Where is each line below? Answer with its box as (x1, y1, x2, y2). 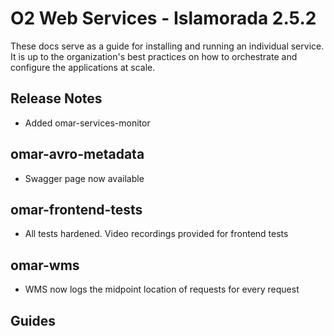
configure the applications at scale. (10, 61, 156, 73)
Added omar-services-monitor (24, 117, 151, 129)
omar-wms (10, 257, 80, 274)
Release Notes (10, 90, 103, 107)
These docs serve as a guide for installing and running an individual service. (10, 40, 325, 52)
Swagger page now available (24, 172, 145, 184)
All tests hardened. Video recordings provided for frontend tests (24, 228, 289, 240)
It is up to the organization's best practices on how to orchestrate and (10, 50, 298, 62)
